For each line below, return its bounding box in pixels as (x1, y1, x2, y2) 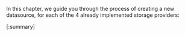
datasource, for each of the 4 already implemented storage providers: (6, 11, 180, 19)
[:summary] (6, 23, 35, 30)
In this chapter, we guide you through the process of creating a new (6, 5, 175, 12)
